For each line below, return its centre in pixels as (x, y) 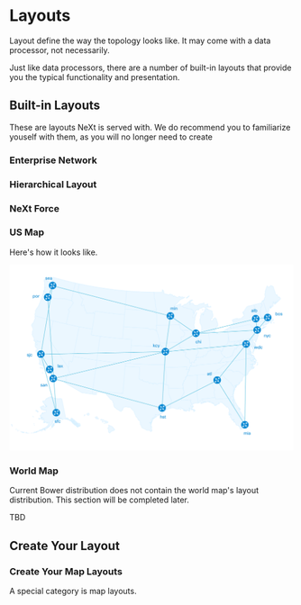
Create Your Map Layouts (66, 571)
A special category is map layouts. (73, 591)
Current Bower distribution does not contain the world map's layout (134, 491)
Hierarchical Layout (53, 184)
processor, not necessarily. (59, 50)
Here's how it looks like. (54, 252)
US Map (27, 232)
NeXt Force (35, 208)
